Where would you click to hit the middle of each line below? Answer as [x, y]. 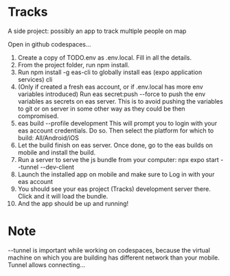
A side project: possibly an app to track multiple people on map [97, 31]
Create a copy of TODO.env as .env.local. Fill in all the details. [104, 57]
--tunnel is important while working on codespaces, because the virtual [109, 250]
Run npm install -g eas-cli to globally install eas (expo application [110, 72]
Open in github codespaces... [49, 44]
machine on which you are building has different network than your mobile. [114, 257]
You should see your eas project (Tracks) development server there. [114, 189]
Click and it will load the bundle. [63, 196]
